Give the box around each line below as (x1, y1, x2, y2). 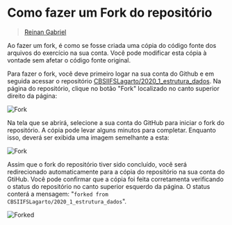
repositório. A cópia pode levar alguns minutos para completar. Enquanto (7, 126, 217, 134)
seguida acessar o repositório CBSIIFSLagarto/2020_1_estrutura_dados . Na (7, 76, 222, 85)
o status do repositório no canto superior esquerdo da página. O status (7, 182, 210, 190)
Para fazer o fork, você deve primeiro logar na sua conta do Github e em (7, 69, 215, 78)
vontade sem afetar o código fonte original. (7, 56, 131, 64)
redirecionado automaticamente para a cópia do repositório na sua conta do (7, 167, 225, 176)
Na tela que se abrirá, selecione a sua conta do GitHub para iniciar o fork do (7, 118, 224, 126)
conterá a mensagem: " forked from (7, 190, 109, 198)
